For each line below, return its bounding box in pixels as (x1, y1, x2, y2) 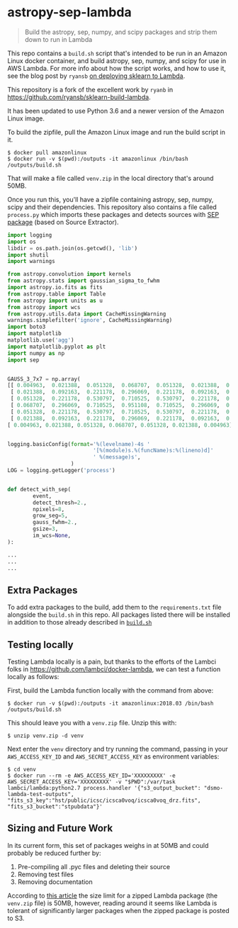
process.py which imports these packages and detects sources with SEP (7, 210, 220, 218)
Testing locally (7, 639, 74, 651)
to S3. (7, 914, 25, 922)
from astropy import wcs (7, 303, 81, 311)
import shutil (7, 251, 50, 259)
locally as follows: (7, 673, 59, 681)
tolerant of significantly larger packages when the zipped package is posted (7, 906, 230, 915)
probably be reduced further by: (7, 849, 101, 857)
